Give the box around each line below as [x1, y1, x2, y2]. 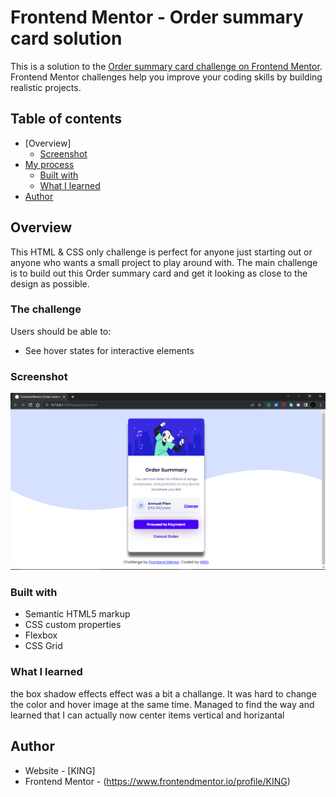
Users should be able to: [10, 325, 112, 337]
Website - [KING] [24, 764, 96, 776]
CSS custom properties [24, 619, 122, 631]
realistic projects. [10, 81, 82, 93]
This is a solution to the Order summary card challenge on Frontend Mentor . [10, 60, 323, 72]
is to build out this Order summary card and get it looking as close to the [10, 267, 308, 279]
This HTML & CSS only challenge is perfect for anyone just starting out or [10, 246, 313, 258]
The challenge [10, 302, 82, 316]
